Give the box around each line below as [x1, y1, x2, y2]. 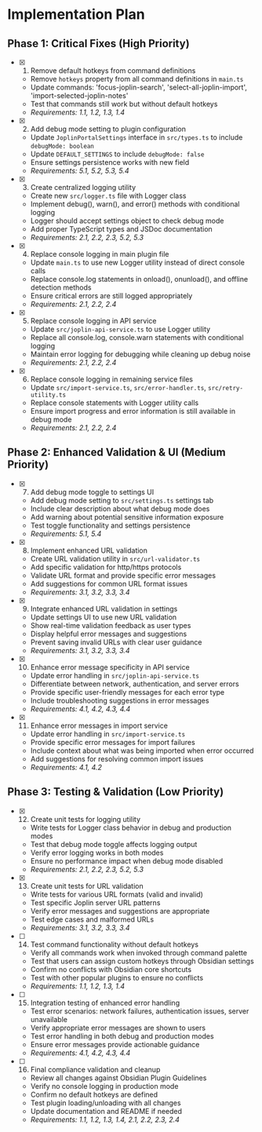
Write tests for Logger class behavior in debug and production [30, 823, 232, 832]
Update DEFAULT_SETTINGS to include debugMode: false [30, 149, 205, 159]
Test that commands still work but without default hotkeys [30, 100, 218, 108]
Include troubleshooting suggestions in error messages [30, 696, 209, 705]
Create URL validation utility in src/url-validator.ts [30, 553, 201, 563]
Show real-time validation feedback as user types [30, 620, 191, 630]
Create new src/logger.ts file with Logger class [30, 191, 187, 200]
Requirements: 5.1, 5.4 [30, 528, 102, 539]
